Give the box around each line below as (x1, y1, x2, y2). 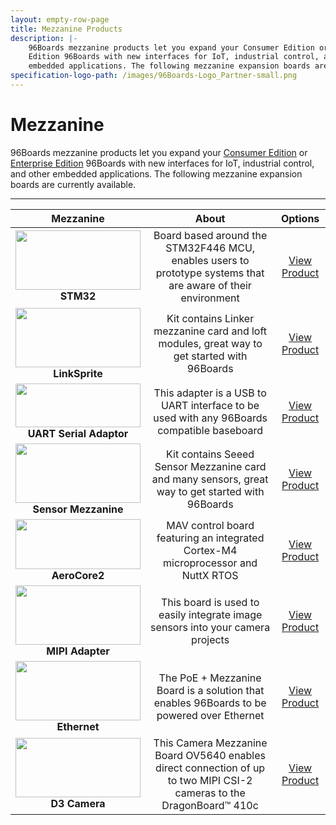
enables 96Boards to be (153, 696, 267, 710)
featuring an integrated (156, 531, 265, 545)
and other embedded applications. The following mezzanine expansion (10, 167, 303, 180)
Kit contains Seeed (166, 447, 255, 461)
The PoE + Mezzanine (158, 671, 262, 685)
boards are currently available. (10, 178, 137, 190)
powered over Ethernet (156, 709, 265, 723)
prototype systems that (155, 266, 265, 280)
